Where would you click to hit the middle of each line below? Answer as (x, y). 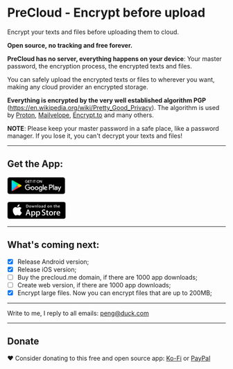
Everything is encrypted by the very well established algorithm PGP (107, 100)
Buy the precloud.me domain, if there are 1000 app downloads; (107, 277)
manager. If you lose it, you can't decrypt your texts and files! (95, 136)
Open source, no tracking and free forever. (70, 45)
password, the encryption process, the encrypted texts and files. (100, 66)
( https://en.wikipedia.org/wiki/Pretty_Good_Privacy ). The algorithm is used (113, 107)
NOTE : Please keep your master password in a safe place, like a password (113, 128)
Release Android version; (53, 262)
